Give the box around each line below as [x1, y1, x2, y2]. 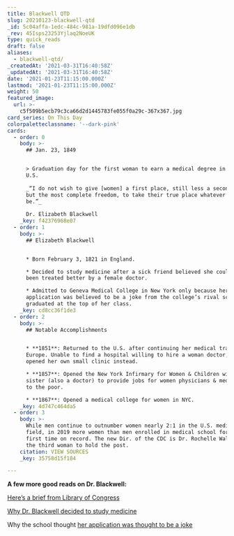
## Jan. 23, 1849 [25, 147, 77, 154]
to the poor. [25, 384, 64, 391]
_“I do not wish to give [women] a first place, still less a [25, 184, 210, 192]
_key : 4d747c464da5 [19, 403, 77, 410]
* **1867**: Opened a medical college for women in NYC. [25, 396, 195, 403]
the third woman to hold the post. [25, 442, 130, 449]
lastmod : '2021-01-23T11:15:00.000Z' [7, 82, 117, 89]
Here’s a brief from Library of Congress [7, 493, 120, 502]
